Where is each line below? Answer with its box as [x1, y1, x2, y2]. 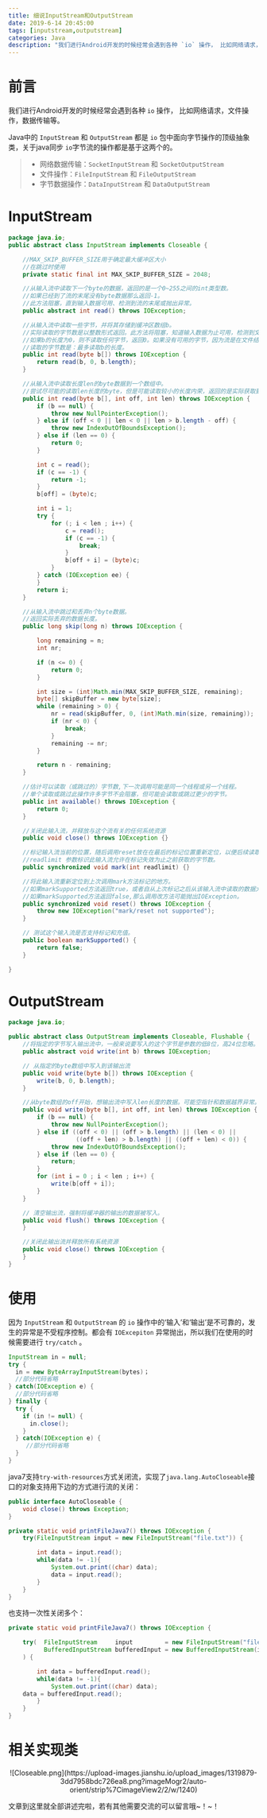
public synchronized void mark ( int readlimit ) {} [22, 863, 191, 871]
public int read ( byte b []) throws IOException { [22, 351, 187, 359]
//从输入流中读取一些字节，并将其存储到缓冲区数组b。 [22, 321, 176, 329]
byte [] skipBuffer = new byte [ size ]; [37, 695, 161, 704]
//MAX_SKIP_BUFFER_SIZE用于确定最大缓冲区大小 [22, 255, 166, 263]
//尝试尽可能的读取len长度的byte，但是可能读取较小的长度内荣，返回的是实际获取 [22, 387, 256, 395]
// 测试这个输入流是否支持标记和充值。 [22, 929, 134, 937]
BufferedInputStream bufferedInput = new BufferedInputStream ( [43, 1646, 258, 1654]
